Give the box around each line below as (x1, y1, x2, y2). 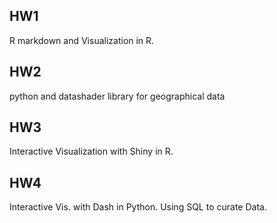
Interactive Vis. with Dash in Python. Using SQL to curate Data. (9, 201, 267, 213)
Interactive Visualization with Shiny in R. (9, 145, 174, 158)
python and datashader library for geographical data (9, 90, 226, 102)
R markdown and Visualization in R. (9, 34, 155, 46)
